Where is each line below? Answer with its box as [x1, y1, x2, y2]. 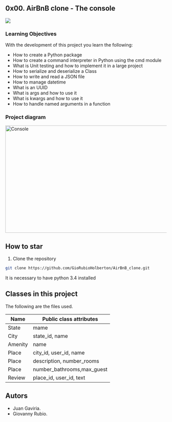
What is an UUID [12, 85, 48, 91]
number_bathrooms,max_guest [33, 366, 107, 373]
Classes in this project [5, 290, 78, 298]
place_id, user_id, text [33, 374, 85, 381]
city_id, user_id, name [33, 349, 85, 356]
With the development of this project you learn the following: [5, 42, 133, 48]
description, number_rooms [33, 357, 99, 365]
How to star [5, 242, 43, 251]
